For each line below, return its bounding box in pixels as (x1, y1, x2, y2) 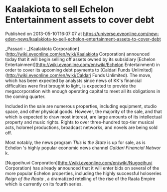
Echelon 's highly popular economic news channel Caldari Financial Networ (5, 144, 161, 150)
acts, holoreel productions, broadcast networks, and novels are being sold (5, 124, 158, 130)
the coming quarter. (5, 93, 46, 99)
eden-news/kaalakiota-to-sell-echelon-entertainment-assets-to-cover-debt (5, 36, 161, 42)
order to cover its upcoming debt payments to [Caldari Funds (5, 66, 131, 73)
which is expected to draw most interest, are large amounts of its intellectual (5, 113, 162, 119)
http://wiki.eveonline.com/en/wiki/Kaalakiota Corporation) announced (6, 51, 150, 57)
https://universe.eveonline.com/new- (83, 30, 160, 36)
